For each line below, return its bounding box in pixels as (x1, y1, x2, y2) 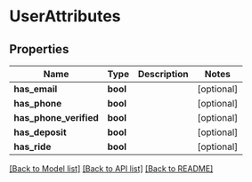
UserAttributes (9, 6, 122, 27)
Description (137, 68, 189, 80)
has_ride (13, 140, 52, 153)
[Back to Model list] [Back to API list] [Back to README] (9, 163, 214, 174)
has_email (13, 83, 58, 95)
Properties (9, 42, 69, 57)
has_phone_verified (13, 112, 100, 123)
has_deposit (13, 126, 67, 138)
